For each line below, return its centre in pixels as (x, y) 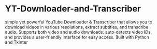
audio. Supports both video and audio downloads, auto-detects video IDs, (78, 32)
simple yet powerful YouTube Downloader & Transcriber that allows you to (79, 22)
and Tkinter (16, 42)
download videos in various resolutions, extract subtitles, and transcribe (77, 27)
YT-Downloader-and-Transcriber (73, 9)
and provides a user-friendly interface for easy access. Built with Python (77, 37)
